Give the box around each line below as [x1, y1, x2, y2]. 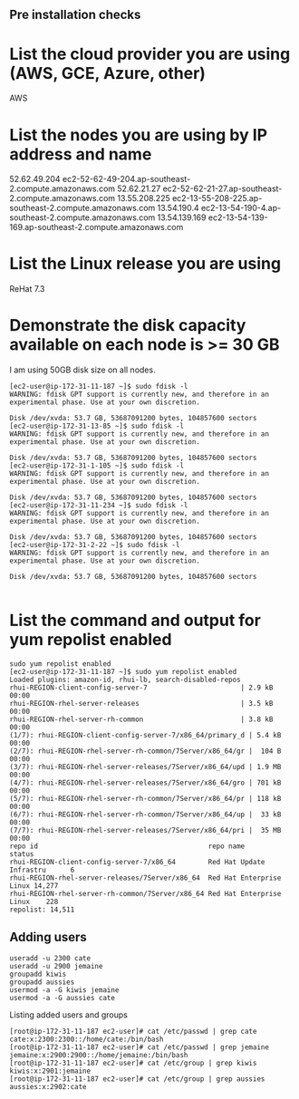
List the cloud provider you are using [9, 43, 291, 64]
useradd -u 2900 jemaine [9, 961, 103, 970]
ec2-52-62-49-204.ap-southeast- [62, 174, 191, 185]
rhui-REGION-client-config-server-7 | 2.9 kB [9, 683, 274, 692]
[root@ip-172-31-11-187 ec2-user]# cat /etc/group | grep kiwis [9, 1058, 257, 1067]
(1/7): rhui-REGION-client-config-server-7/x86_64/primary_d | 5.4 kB [9, 731, 282, 740]
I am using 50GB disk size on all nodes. [9, 364, 156, 375]
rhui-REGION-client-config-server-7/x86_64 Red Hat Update [9, 858, 265, 867]
